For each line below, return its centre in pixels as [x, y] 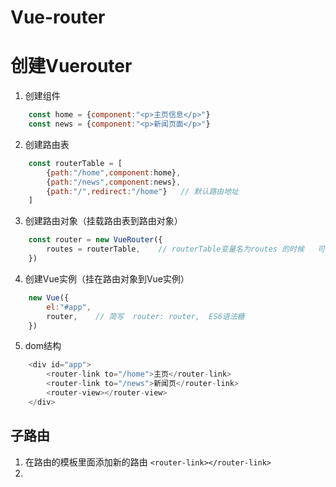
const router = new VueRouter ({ [95, 240]
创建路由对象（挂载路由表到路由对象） [103, 221]
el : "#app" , [69, 307]
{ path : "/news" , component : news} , [114, 182]
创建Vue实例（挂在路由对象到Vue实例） [107, 278]
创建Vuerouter [71, 66]
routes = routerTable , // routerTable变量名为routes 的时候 [175, 249]
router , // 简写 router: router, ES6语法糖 [145, 316]
